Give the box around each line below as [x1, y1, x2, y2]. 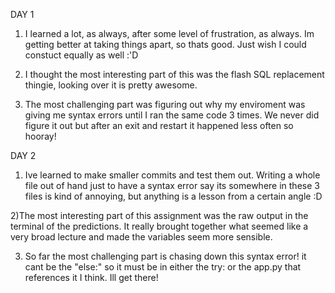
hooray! [24, 130, 57, 142]
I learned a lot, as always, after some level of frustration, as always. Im [24, 28, 315, 39]
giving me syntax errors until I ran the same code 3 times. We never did [24, 109, 320, 121]
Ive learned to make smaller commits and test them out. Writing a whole [24, 169, 321, 181]
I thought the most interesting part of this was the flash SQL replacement [24, 69, 325, 80]
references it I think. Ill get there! [24, 272, 159, 283]
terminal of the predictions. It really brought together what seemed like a [10, 220, 309, 232]
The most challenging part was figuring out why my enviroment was [24, 99, 306, 110]
